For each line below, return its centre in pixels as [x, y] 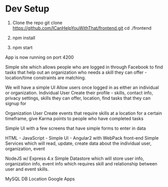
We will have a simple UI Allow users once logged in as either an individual [82, 87]
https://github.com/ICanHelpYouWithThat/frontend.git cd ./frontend [82, 28]
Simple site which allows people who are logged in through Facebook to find [84, 67]
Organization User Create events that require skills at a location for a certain [83, 113]
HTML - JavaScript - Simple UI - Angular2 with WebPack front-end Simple [82, 138]
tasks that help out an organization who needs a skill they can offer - [76, 72]
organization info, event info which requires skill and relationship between [81, 163]
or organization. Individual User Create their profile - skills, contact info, [79, 92]
